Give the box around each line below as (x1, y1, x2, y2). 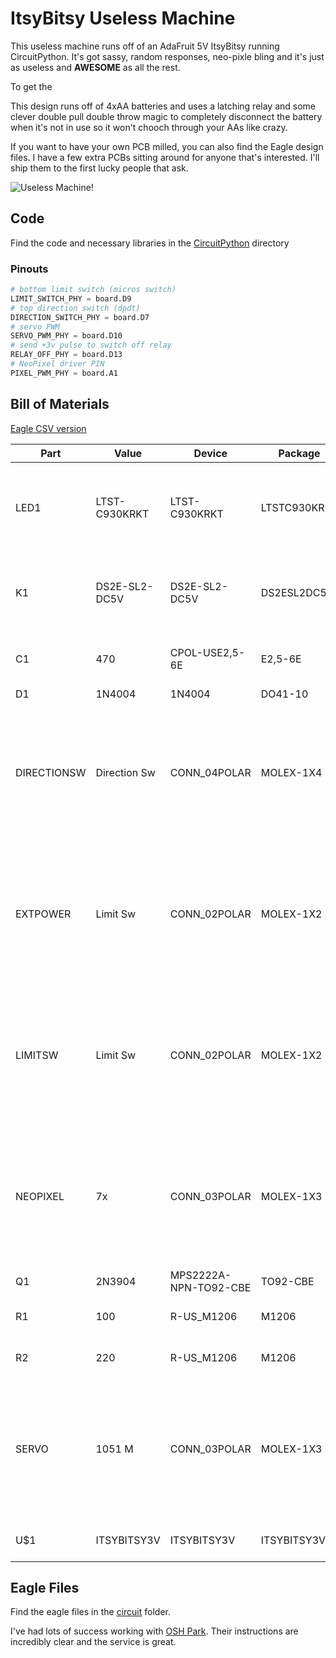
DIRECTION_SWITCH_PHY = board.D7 (10, 312, 150, 322)
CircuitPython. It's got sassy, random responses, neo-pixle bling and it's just (10, 50, 325, 62)
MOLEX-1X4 (260, 765, 323, 779)
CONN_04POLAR (169, 765, 252, 779)
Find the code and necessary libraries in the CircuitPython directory (10, 237, 290, 249)
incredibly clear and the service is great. (10, 1636, 177, 1648)
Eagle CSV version (10, 422, 87, 434)
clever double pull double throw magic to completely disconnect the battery (10, 110, 323, 122)
